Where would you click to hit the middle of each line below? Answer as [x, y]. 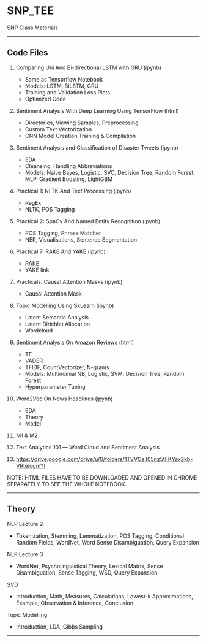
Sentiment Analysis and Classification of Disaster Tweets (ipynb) [97, 147]
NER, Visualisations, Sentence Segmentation [81, 239]
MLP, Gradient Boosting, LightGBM [69, 179]
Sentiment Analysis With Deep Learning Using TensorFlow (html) [97, 110]
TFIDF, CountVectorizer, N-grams [67, 367]
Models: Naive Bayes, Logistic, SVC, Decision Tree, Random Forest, [110, 172]
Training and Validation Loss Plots [68, 92]
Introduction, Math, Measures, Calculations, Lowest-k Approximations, [104, 596]
